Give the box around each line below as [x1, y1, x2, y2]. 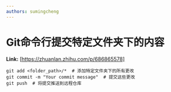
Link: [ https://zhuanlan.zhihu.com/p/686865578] [6, 55, 125, 62]
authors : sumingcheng [6, 8, 59, 15]
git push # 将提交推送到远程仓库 [6, 80, 82, 86]
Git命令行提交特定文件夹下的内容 [6, 36, 165, 49]
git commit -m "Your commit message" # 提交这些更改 [6, 74, 135, 80]
